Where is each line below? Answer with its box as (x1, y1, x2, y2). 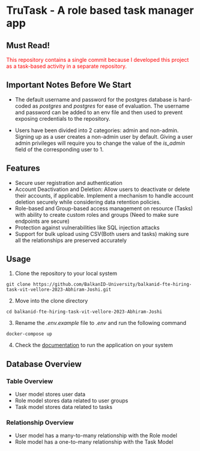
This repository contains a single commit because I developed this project (6, 56, 189, 63)
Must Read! (6, 40, 50, 50)
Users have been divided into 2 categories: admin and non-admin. (14, 127, 179, 134)
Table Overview (6, 377, 53, 385)
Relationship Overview (6, 419, 74, 427)
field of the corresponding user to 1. (14, 145, 104, 153)
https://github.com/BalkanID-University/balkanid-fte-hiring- (32, 282, 192, 288)
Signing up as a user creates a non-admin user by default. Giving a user (14, 133, 193, 140)
